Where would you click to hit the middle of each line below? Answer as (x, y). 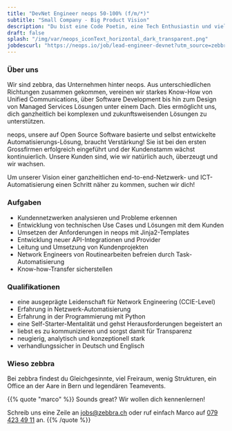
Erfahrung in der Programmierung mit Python (81, 316)
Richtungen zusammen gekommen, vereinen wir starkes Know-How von (110, 92)
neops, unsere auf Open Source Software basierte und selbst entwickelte (112, 134)
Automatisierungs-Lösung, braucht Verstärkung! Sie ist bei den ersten (107, 142)
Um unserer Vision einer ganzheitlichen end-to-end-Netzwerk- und (103, 177)
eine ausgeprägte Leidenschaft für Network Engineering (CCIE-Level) (116, 301)
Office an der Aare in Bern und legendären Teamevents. (86, 386)
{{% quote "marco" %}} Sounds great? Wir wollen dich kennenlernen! (106, 399)
